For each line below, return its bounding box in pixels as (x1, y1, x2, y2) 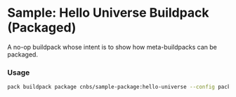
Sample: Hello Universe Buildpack (7, 5, 209, 21)
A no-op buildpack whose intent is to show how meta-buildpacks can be (7, 43, 218, 51)
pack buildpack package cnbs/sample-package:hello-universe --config (7, 84, 216, 91)
